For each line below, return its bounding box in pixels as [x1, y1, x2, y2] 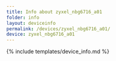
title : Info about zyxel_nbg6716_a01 [6, 8, 103, 15]
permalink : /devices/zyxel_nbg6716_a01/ [6, 25, 111, 32]
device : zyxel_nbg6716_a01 [6, 31, 75, 37]
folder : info [6, 14, 40, 21]
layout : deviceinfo [6, 20, 56, 26]
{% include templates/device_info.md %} [6, 48, 110, 55]
